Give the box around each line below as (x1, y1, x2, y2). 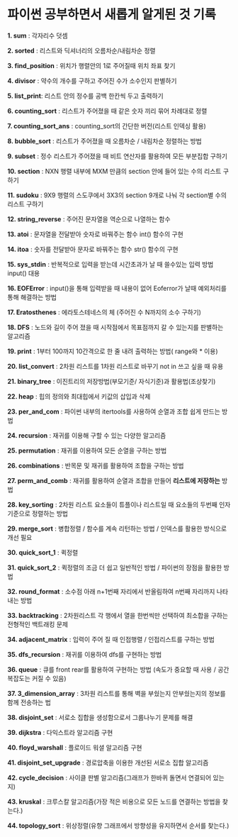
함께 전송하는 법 (7, 698, 52, 706)
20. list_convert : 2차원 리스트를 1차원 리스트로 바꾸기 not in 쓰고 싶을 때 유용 (7, 362, 224, 370)
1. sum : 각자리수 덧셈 (7, 31, 69, 40)
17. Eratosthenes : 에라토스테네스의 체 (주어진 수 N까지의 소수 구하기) (7, 308, 202, 316)
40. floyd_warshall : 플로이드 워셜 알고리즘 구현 (7, 743, 142, 752)
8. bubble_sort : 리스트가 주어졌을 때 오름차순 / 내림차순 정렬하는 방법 (7, 136, 202, 145)
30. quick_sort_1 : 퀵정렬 (7, 548, 79, 557)
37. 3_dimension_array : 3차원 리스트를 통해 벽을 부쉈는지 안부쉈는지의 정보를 (7, 689, 226, 697)
